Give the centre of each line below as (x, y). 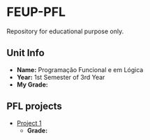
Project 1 (29, 123)
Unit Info (25, 53)
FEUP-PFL (36, 12)
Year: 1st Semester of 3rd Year (61, 77)
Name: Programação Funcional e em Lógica (80, 69)
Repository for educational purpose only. (65, 31)
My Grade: (32, 85)
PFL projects (34, 106)
